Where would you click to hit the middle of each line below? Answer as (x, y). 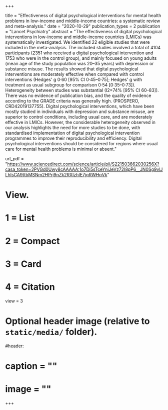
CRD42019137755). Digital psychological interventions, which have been (80, 106)
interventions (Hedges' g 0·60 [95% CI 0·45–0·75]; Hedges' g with (74, 79)
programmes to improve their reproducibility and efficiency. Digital (73, 138)
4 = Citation (30, 287)
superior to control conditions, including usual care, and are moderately (79, 117)
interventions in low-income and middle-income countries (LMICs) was (78, 37)
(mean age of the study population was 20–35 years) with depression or (79, 64)
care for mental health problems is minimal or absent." (61, 149)
